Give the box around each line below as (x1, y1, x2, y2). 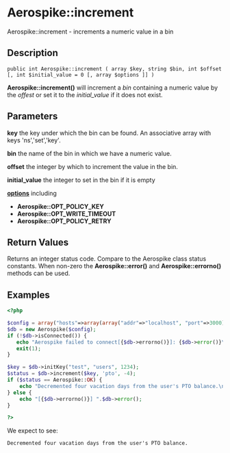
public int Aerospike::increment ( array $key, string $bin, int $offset (7, 65, 222, 73)
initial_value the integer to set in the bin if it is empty (7, 176, 155, 184)
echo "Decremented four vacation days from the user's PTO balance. (19, 383, 219, 389)
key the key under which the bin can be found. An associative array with (7, 129, 211, 137)
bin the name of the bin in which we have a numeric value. (7, 149, 172, 157)
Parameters (7, 111, 58, 122)
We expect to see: (7, 426, 58, 435)
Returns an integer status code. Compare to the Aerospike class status (7, 255, 207, 263)
